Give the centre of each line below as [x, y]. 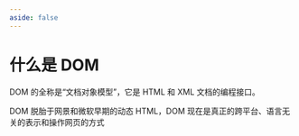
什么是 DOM [54, 65]
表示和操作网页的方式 [65, 122]
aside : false [34, 18]
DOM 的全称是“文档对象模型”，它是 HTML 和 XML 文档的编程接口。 [135, 92]
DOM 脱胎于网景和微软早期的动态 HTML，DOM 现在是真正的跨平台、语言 [146, 111]
